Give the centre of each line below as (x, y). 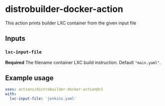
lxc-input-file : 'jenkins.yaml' (43, 99)
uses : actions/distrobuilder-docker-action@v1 (54, 90)
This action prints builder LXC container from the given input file (71, 23)
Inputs (15, 39)
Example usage (29, 78)
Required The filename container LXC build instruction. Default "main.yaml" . (83, 62)
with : (11, 94)
